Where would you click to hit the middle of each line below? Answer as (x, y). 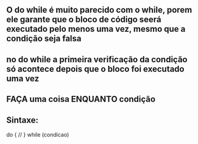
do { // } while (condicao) (38, 134)
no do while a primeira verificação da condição (97, 59)
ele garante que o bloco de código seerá (84, 20)
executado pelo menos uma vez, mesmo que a (96, 29)
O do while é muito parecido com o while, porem (99, 10)
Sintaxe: (22, 120)
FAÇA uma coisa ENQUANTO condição (81, 99)
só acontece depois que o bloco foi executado (95, 69)
